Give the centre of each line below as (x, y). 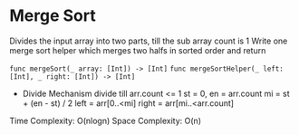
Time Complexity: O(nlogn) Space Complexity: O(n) (106, 121)
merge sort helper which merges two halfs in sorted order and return (138, 50)
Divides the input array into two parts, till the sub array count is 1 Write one (149, 41)
